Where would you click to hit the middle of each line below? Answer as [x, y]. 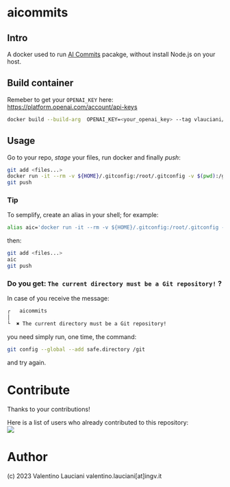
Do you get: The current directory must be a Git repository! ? [115, 284]
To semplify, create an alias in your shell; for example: [83, 215]
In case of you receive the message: [58, 299]
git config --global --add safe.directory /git [76, 349]
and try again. [27, 362]
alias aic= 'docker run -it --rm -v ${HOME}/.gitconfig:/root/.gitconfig [113, 227]
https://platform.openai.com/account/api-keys [73, 107]
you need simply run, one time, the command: [72, 336]
